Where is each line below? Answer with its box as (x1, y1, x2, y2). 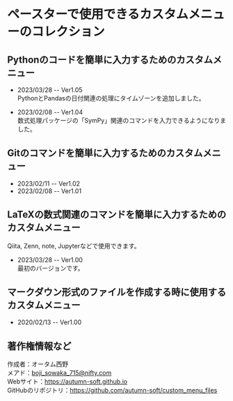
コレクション (31, 24, 106, 40)
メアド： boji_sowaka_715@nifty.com (7, 369, 112, 377)
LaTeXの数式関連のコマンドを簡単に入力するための (7, 209, 227, 220)
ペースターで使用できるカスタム (7, 6, 189, 22)
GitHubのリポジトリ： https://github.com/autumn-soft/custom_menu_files (7, 386, 218, 395)
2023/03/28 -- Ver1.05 (17, 86, 83, 94)
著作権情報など (7, 340, 72, 352)
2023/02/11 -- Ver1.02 (17, 179, 81, 188)
